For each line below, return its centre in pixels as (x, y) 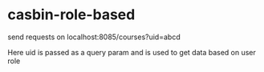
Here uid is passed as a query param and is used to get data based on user (132, 52)
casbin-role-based (71, 15)
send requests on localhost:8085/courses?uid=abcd (94, 37)
